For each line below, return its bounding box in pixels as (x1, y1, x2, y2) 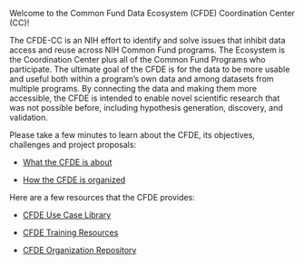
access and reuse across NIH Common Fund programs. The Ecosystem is (9, 44, 286, 55)
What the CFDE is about (22, 157, 113, 167)
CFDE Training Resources (22, 227, 119, 238)
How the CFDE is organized (22, 174, 126, 185)
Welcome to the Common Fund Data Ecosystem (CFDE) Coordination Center (9, 8, 295, 18)
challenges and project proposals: (9, 140, 137, 150)
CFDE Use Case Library (22, 210, 112, 220)
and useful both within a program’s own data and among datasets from (9, 73, 274, 84)
